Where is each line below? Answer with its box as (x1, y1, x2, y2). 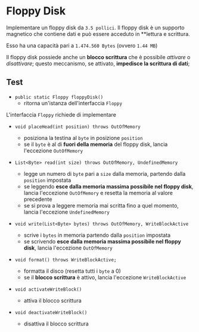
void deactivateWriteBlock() (14, 309, 88, 315)
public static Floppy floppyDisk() (14, 94, 104, 100)
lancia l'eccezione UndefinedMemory (23, 208, 110, 215)
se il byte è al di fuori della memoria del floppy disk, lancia (23, 141, 168, 148)
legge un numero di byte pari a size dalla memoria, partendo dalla (23, 170, 186, 177)
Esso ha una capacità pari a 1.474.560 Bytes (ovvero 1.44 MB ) (6, 42, 158, 49)
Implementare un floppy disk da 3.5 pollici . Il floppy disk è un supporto (6, 24, 185, 31)
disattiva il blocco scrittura (23, 320, 89, 327)
